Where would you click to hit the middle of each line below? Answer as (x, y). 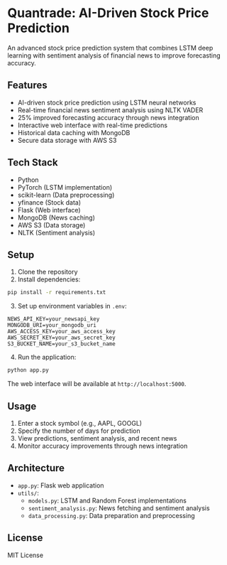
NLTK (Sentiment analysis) (56, 232)
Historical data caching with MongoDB (74, 132)
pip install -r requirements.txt (57, 293)
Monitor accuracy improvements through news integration (103, 446)
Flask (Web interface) (49, 210)
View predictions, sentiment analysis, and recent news (97, 438)
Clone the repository (48, 272)
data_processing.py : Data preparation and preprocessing (111, 515)
